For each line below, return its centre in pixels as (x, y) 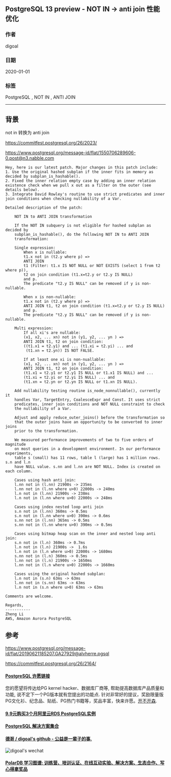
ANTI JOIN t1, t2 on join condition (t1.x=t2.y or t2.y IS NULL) (94, 306)
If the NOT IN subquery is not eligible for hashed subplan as (83, 226)
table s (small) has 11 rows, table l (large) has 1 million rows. (87, 458)
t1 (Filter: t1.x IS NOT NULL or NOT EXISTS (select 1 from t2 (92, 266)
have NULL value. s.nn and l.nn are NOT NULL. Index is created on (87, 467)
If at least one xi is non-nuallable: (65, 360)
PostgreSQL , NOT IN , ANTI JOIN (40, 97)
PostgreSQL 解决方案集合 (32, 726)
